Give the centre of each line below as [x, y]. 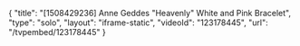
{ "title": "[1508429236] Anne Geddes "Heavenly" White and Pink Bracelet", [150, 13]
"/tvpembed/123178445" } [57, 32]
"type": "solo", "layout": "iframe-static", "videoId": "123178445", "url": [138, 23]
